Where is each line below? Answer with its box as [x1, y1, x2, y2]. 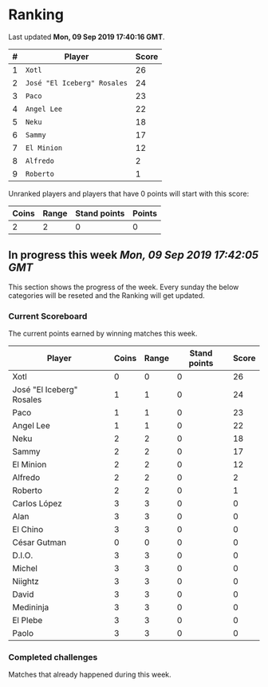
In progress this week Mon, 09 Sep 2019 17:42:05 [8, 248, 259, 262]
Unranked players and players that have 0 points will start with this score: [8, 189, 250, 198]
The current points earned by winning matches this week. [8, 329, 198, 339]
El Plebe [12, 615, 43, 626]
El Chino [12, 524, 44, 535]
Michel [12, 563, 38, 574]
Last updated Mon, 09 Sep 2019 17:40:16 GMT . [8, 32, 165, 42]
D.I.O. [12, 550, 33, 561]
